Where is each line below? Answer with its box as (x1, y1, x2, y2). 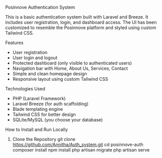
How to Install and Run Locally (5, 126, 68, 132)
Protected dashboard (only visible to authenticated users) (12, 60, 132, 66)
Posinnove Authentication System (5, 5, 75, 10)
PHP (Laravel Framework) (12, 95, 66, 101)
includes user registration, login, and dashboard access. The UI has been (5, 20, 157, 25)
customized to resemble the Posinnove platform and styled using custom (5, 25, 156, 31)
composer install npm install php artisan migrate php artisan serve (12, 147, 150, 152)
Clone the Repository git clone (12, 136, 75, 142)
